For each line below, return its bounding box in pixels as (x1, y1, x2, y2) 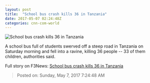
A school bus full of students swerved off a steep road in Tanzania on (5, 43, 144, 49)
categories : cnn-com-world (5, 20, 60, 26)
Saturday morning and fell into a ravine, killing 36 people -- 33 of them (5, 49, 146, 54)
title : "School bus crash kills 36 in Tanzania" (5, 12, 107, 17)
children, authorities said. (5, 54, 56, 60)
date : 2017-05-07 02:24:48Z (5, 16, 62, 21)
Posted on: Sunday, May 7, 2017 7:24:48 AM (16, 72, 105, 78)
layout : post (5, 7, 31, 12)
